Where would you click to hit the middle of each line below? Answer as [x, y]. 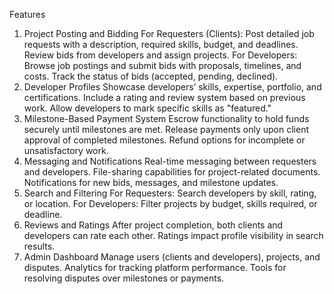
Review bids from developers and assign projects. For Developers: [160, 55]
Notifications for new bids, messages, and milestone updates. [151, 182]
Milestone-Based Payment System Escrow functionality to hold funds [166, 118]
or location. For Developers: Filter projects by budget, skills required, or [170, 203]
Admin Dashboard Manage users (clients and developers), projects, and [172, 257]
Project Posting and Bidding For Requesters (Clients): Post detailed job [169, 33]
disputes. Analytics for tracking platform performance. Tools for [155, 267]
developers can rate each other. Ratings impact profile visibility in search [173, 235]
